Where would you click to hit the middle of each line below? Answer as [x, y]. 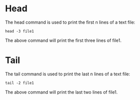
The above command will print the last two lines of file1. [61, 92]
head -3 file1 [20, 31]
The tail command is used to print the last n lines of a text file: [68, 74]
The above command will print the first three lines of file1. [63, 40]
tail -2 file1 [20, 83]
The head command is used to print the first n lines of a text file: [70, 22]
